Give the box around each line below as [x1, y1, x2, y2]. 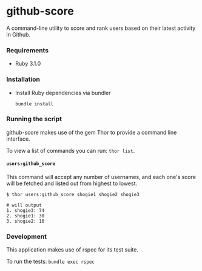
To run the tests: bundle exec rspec [6, 258, 95, 266]
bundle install [15, 100, 54, 107]
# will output [6, 202, 42, 208]
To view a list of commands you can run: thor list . [6, 147, 135, 154]
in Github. [6, 30, 31, 38]
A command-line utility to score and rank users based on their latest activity [6, 24, 196, 32]
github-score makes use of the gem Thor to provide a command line [6, 128, 177, 136]
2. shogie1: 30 [6, 213, 45, 219]
